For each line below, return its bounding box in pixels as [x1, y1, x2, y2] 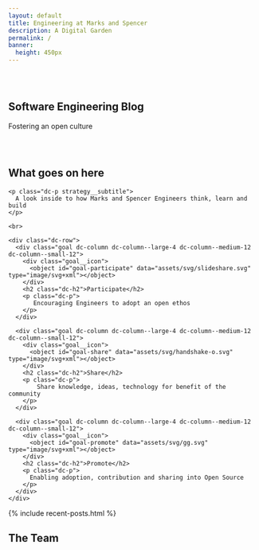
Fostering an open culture [8, 121, 93, 131]
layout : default [8, 11, 62, 20]
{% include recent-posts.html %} [8, 508, 117, 518]
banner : [8, 41, 34, 49]
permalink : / [8, 33, 52, 42]
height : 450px [15, 49, 62, 57]
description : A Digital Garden [8, 26, 112, 34]
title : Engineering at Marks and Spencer [8, 19, 148, 27]
